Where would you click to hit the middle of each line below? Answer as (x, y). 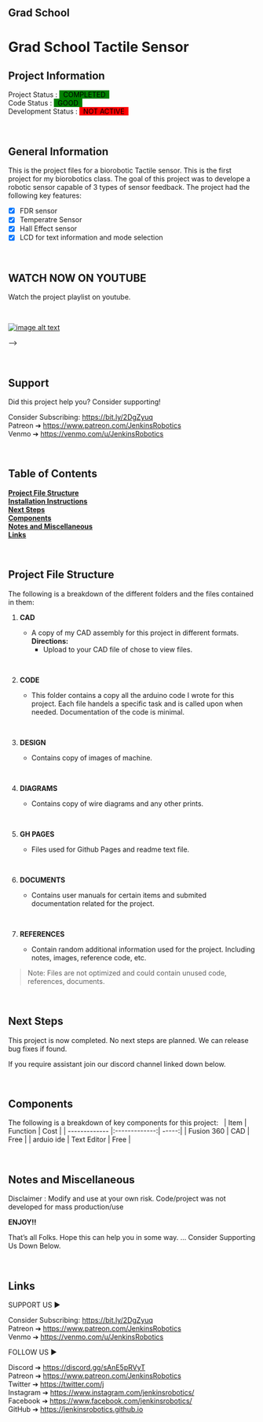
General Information (58, 152)
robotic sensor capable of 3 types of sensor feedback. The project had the (129, 187)
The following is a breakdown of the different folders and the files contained (131, 593)
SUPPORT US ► (35, 1305)
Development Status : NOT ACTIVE (66, 111)
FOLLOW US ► (33, 1352)
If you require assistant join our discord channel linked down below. (117, 1064)
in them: (21, 602)
